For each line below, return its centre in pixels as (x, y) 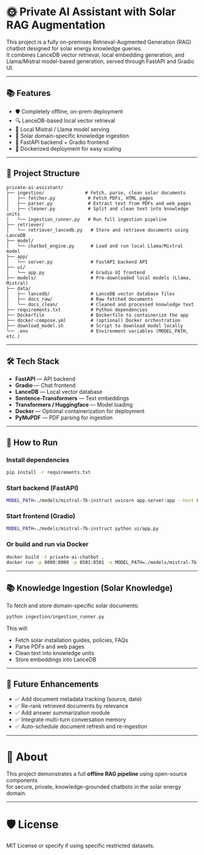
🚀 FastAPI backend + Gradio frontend (62, 142)
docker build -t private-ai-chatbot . (55, 557)
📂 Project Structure (43, 173)
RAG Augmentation (56, 25)
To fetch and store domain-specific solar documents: (73, 606)
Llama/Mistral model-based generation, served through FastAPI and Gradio (100, 61)
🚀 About (27, 757)
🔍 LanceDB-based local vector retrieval (65, 120)
